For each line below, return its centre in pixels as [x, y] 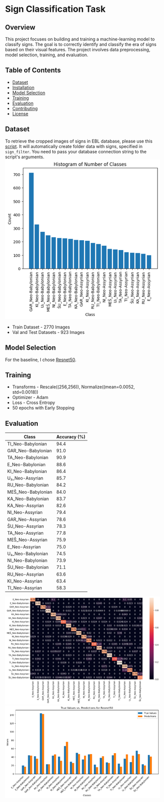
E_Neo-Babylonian [26, 464]
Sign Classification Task [55, 9]
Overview [20, 27]
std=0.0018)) [25, 392]
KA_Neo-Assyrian [26, 506]
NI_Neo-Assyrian [25, 512]
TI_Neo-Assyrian [25, 588]
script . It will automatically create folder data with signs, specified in [74, 146]
